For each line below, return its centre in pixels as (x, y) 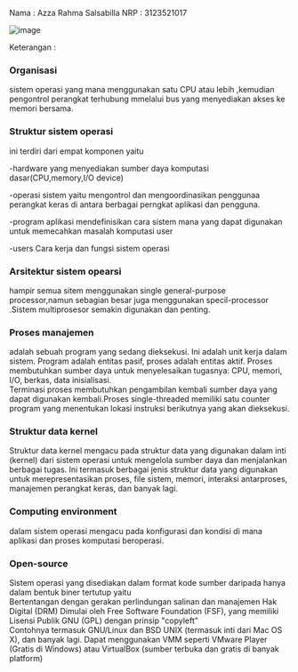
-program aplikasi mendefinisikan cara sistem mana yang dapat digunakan (146, 221)
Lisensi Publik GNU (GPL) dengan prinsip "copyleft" (104, 620)
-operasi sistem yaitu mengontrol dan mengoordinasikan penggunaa (135, 195)
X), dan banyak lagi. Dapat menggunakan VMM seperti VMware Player (138, 640)
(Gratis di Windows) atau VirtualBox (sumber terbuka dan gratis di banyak (144, 649)
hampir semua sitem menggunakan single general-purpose (118, 290)
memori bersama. (41, 108)
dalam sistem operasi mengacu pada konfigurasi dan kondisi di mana (136, 531)
